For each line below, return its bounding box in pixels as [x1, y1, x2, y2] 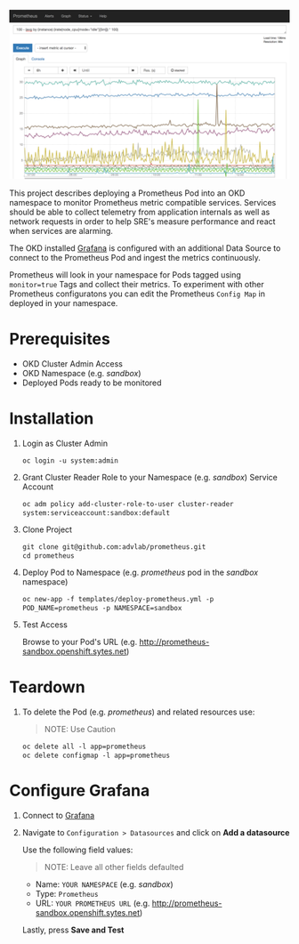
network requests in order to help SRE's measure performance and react [9, 216, 276, 227]
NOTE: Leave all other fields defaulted [44, 861, 184, 872]
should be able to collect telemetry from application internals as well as [9, 206, 271, 218]
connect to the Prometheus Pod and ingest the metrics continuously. [9, 253, 261, 263]
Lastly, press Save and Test [21, 924, 125, 935]
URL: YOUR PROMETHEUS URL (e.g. [35, 898, 150, 908]
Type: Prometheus [35, 888, 99, 899]
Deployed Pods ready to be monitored [21, 377, 162, 388]
